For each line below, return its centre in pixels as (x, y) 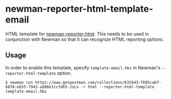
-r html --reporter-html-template (118, 87)
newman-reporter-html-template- (79, 9)
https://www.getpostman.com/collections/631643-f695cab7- (98, 82)
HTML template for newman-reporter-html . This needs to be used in (77, 34)
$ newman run (19, 82)
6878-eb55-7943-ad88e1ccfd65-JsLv (42, 87)
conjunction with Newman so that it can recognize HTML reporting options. (84, 39)
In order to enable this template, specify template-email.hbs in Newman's (83, 67)
